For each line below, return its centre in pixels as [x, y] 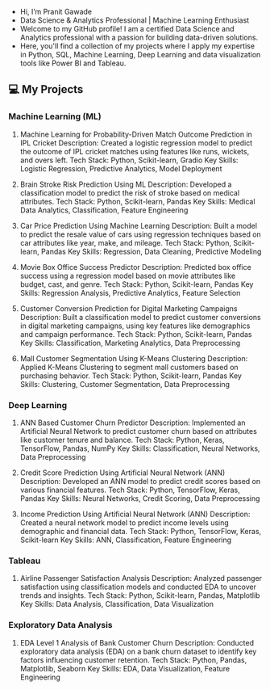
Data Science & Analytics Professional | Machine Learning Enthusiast [135, 20]
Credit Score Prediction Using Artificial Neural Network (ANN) [123, 473]
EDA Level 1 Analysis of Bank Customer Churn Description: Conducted [137, 642]
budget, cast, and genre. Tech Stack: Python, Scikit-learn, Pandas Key [137, 284]
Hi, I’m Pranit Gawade [56, 12]
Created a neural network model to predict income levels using [125, 522]
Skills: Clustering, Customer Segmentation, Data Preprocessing [125, 384]
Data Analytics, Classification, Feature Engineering [104, 210]
